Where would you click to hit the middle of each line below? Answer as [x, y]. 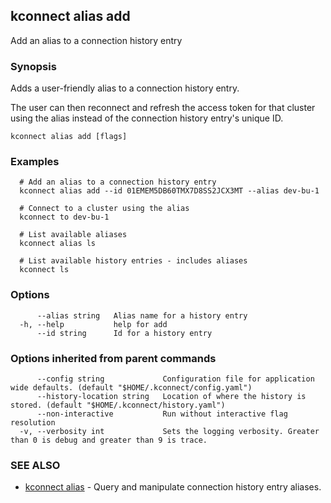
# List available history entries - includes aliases [133, 261]
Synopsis [33, 66]
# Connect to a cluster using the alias [104, 209]
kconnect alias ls [58, 244]
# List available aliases [73, 235]
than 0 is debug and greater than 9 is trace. [109, 440]
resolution [33, 423]
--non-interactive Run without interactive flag [162, 414]
